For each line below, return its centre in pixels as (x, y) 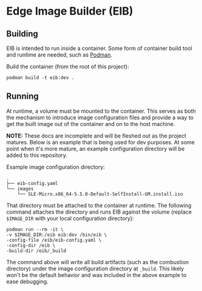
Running (23, 96)
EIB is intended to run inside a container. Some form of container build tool (99, 48)
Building (22, 34)
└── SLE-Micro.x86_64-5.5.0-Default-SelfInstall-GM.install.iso (100, 194)
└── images (20, 189)
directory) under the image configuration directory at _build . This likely (95, 268)
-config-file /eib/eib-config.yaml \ (54, 240)
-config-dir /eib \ (31, 245)
